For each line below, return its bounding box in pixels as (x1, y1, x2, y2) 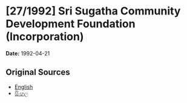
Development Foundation (5, 17, 136, 31)
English (14, 83, 33, 90)
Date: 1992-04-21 (5, 49, 50, 57)
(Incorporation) (5, 30, 84, 43)
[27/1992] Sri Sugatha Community (5, 4, 181, 18)
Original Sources (5, 67, 70, 78)
